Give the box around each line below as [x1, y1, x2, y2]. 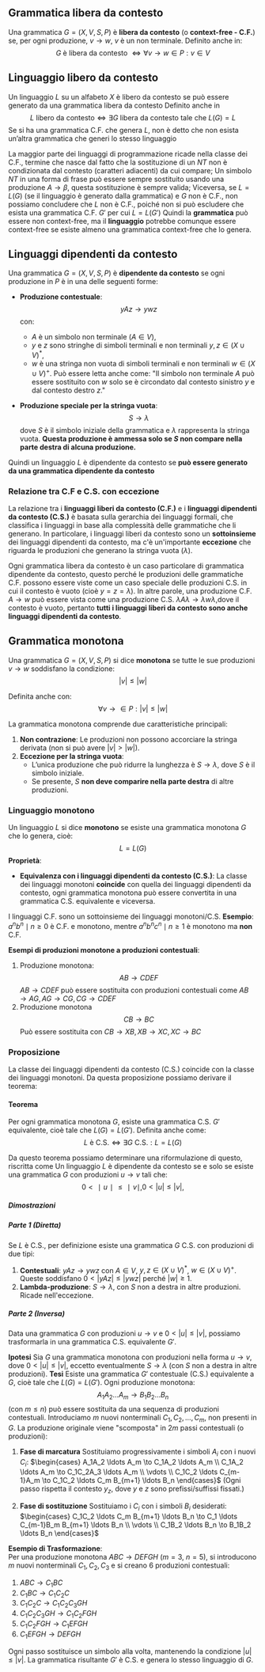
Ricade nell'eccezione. [19, 1291, 94, 1300]
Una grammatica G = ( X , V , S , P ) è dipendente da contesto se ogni [8, 268, 225, 278]
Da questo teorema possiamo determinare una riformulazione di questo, [8, 1153, 243, 1162]
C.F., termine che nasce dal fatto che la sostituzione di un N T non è [8, 157, 228, 167]
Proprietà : [8, 856, 42, 866]
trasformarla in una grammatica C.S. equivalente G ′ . [8, 1337, 176, 1347]
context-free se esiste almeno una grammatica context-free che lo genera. [8, 225, 252, 234]
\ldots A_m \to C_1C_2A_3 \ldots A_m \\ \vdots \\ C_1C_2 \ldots [19, 1467, 218, 1477]
